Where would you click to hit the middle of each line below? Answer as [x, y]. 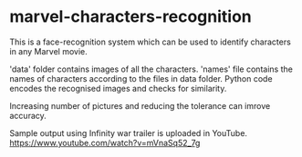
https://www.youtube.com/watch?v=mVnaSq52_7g [105, 142]
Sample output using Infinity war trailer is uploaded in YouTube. [129, 132]
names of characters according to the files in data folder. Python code [141, 78]
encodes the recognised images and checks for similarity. [118, 88]
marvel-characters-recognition [131, 17]
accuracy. [28, 115]
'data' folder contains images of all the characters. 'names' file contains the [151, 69]
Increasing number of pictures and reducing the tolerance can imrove [140, 105]
